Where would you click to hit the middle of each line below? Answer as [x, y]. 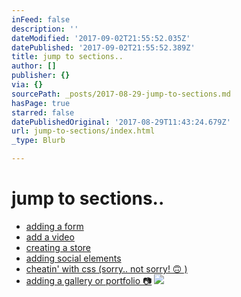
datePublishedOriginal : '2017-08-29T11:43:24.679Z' [121, 122]
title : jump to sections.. [67, 57]
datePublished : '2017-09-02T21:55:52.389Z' [103, 47]
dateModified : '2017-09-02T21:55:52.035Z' [101, 38]
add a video [50, 237]
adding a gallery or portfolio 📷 [89, 280]
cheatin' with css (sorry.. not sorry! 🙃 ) [106, 268]
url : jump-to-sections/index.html [83, 131]
